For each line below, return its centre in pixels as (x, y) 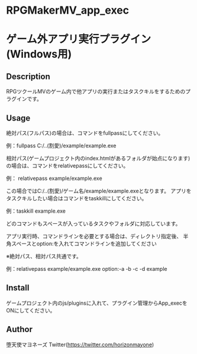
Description (28, 76)
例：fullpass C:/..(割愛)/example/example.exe (61, 146)
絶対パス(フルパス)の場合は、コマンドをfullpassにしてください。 (85, 133)
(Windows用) (39, 54)
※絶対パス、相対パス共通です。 (44, 256)
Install (18, 288)
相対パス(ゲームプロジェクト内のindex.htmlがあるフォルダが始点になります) (98, 158)
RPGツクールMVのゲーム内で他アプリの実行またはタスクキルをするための (96, 91)
